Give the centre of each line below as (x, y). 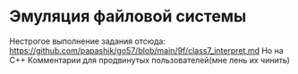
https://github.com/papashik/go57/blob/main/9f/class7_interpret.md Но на (146, 50)
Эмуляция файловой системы (128, 16)
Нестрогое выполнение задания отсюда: (87, 41)
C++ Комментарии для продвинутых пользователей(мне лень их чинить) (150, 60)
